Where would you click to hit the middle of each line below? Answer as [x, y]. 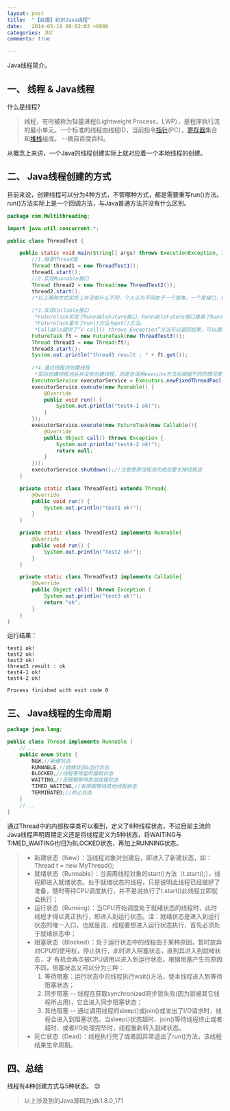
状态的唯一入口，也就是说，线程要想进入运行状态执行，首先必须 [124, 925]
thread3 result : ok [37, 667]
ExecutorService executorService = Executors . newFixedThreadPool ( [128, 380]
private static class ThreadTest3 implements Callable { [101, 577]
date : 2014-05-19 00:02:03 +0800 [58, 26]
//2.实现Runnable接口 [60, 278]
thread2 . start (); [56, 291]
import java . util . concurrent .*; [53, 228]
